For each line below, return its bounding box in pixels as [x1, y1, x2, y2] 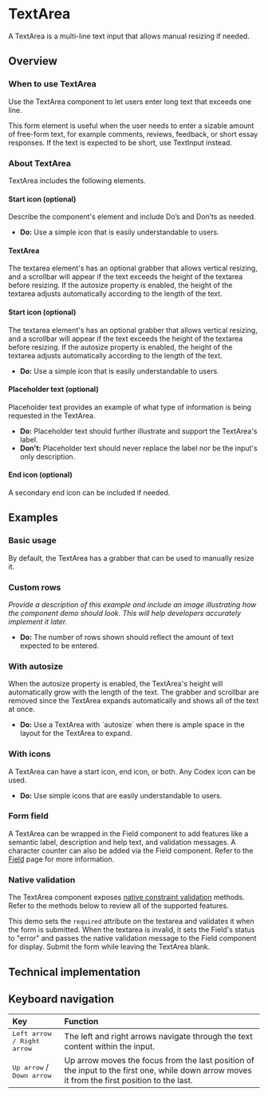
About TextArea [8, 158, 72, 169]
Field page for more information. [8, 854, 115, 864]
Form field [8, 810, 49, 822]
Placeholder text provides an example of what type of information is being [8, 402, 252, 412]
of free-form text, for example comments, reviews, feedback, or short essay [8, 129, 258, 138]
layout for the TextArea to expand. [19, 729, 132, 738]
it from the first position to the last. [64, 1075, 193, 1086]
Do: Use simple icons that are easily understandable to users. [19, 790, 223, 800]
